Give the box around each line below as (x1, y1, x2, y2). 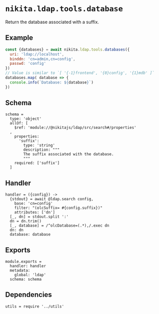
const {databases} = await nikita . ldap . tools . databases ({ (5, 47, 130, 52)
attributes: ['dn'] (14, 210, 56, 215)
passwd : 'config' (10, 61, 46, 66)
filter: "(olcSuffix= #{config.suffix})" (14, 205, 102, 211)
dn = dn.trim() (10, 219, 42, 224)
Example (5, 33, 33, 42)
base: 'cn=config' (14, 201, 53, 206)
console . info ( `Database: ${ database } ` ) (10, 80, 94, 85)
